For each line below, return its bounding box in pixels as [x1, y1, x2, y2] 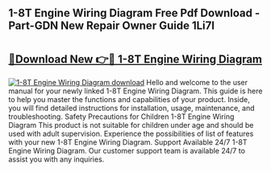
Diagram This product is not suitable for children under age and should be [8, 121, 254, 129]
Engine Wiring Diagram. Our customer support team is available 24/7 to [8, 146, 246, 155]
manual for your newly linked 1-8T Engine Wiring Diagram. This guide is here [8, 86, 263, 96]
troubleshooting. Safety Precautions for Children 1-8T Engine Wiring [8, 112, 235, 121]
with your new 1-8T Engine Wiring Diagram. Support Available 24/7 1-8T [8, 137, 248, 147]
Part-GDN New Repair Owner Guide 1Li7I [8, 19, 215, 33]
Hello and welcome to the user [146, 78, 248, 87]
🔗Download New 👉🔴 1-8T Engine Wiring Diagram [8, 52, 263, 66]
